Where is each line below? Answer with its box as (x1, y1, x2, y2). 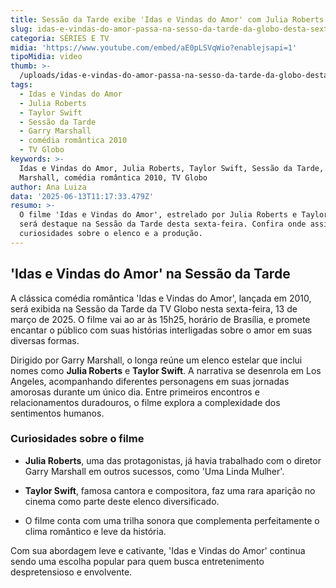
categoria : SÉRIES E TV (10, 33, 110, 43)
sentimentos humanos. (10, 407, 105, 419)
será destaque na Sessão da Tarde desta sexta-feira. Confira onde (19, 219, 307, 230)
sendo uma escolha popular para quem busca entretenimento (10, 555, 265, 567)
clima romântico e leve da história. (24, 525, 167, 537)
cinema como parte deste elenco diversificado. (24, 495, 220, 507)
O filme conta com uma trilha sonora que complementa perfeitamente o (24, 514, 320, 526)
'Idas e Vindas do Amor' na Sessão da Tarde (10, 266, 291, 283)
